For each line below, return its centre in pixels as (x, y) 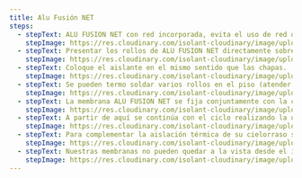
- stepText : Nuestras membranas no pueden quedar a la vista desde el (152, 151)
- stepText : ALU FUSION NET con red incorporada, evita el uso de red (152, 34)
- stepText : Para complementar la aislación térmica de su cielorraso (152, 135)
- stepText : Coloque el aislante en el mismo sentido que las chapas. (152, 68)
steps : (22, 26)
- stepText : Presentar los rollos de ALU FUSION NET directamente (144, 51)
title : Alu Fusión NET (52, 18)
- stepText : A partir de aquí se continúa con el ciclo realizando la (152, 118)
